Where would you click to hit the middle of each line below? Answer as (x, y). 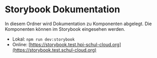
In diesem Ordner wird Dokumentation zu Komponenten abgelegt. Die (78, 24)
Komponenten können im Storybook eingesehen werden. (65, 29)
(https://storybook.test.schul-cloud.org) (54, 50)
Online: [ (21, 44)
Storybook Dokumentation (62, 9)
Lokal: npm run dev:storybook (43, 39)
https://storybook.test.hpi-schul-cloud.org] (76, 44)
